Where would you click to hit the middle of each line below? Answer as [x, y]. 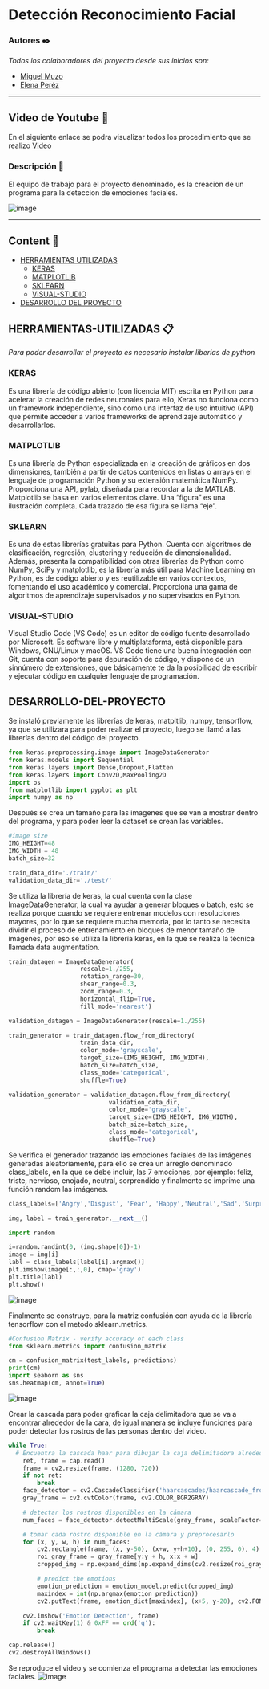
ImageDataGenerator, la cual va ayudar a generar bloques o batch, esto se [131, 904]
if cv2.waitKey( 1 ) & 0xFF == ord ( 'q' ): [89, 1623]
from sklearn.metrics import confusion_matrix [87, 1346]
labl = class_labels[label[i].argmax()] [77, 1263]
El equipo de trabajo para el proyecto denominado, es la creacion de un [126, 184]
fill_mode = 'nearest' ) [116, 1006]
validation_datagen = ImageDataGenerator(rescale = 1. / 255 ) [107, 1021]
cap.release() [32, 1645]
